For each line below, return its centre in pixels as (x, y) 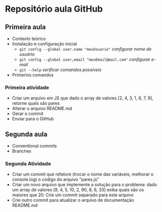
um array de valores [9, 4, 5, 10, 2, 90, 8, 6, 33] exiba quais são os (78, 190)
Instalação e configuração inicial (44, 44)
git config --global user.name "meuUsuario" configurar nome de (85, 49)
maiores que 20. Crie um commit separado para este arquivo (73, 195)
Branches (22, 151)
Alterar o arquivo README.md (42, 109)
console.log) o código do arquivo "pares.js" (56, 179)
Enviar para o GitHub (33, 119)
